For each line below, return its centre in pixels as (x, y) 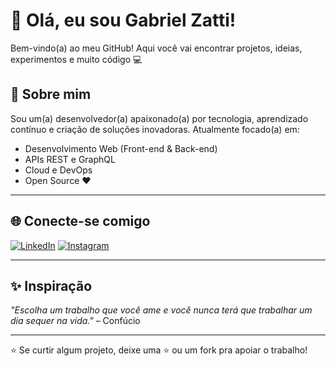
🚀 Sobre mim (51, 94)
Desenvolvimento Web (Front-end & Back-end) (121, 148)
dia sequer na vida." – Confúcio (75, 321)
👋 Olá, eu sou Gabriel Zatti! (123, 20)
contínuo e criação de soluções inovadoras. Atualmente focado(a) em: (155, 129)
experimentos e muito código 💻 (76, 59)
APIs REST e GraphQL (70, 159)
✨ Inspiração (51, 285)
